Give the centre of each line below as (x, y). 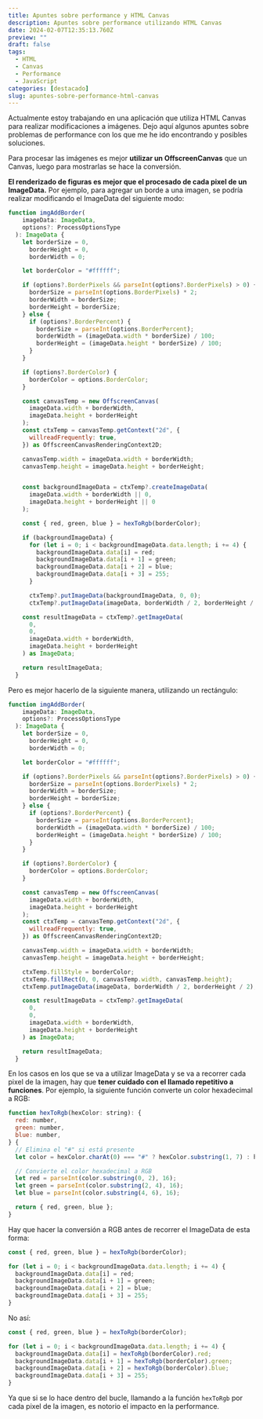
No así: (20, 1318)
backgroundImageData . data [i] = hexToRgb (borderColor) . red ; (113, 1354)
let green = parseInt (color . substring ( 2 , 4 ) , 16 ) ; (99, 1186)
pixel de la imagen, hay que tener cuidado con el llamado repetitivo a (121, 1082)
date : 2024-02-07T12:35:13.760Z (61, 30)
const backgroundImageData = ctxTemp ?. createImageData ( (115, 488)
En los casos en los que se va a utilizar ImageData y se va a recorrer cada (127, 1073)
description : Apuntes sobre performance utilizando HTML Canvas (115, 23)
